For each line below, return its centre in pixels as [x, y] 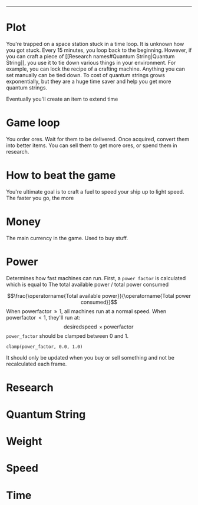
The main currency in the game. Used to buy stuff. [67, 238]
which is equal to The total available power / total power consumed [88, 284]
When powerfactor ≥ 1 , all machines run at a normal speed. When [86, 311]
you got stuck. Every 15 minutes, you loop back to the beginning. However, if [99, 50]
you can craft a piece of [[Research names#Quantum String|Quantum [90, 56]
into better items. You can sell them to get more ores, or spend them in [92, 145]
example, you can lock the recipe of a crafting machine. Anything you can [96, 69]
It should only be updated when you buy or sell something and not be [90, 357]
